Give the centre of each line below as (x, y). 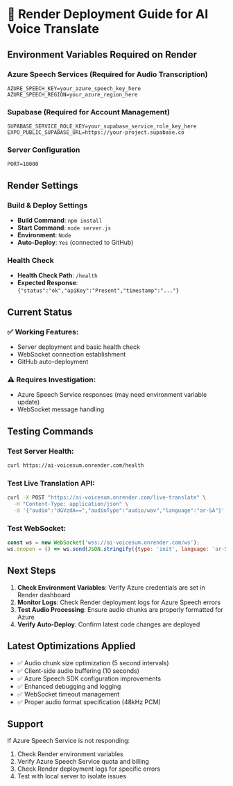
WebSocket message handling (61, 409)
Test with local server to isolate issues (72, 776)
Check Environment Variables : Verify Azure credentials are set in (111, 587)
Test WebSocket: (37, 528)
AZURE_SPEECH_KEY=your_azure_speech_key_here (74, 88)
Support (25, 724)
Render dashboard (44, 595)
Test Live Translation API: (51, 483)
